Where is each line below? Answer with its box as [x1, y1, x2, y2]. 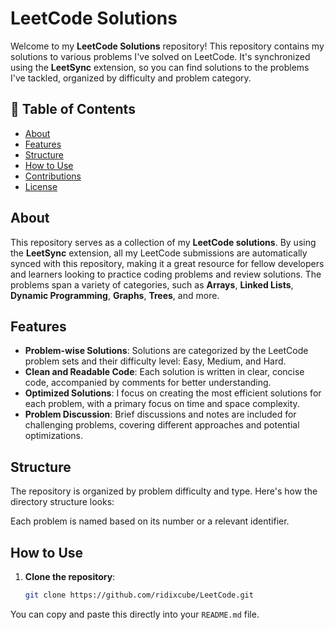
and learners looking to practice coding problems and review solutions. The [10, 268, 322, 280]
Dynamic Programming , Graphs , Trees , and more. [10, 289, 220, 301]
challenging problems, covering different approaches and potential [24, 419, 300, 431]
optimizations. [24, 430, 84, 442]
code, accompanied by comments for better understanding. [24, 377, 272, 389]
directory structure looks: [10, 496, 115, 508]
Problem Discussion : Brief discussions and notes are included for [24, 408, 297, 421]
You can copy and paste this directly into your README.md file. [10, 608, 260, 620]
